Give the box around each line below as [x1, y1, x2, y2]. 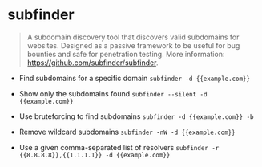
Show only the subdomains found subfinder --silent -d [18, 88, 208, 98]
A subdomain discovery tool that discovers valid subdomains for [26, 32, 240, 42]
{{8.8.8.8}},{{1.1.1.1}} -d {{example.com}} [18, 151, 171, 159]
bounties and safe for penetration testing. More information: [26, 49, 225, 59]
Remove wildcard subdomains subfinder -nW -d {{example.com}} [18, 127, 236, 136]
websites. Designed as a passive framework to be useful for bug [26, 40, 240, 50]
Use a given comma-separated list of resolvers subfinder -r [18, 142, 220, 152]
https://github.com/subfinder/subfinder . [26, 58, 159, 67]
